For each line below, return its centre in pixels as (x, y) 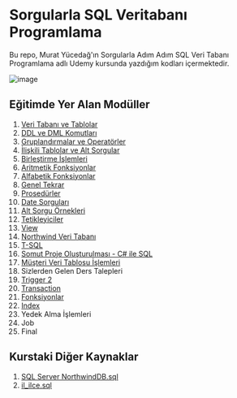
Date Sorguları (45, 201)
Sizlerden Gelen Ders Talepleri (72, 270)
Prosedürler (41, 193)
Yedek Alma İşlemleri (56, 314)
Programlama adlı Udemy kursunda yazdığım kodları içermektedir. (119, 63)
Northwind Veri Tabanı (58, 236)
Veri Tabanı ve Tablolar (59, 124)
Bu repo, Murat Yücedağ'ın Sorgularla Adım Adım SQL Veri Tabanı (119, 54)
